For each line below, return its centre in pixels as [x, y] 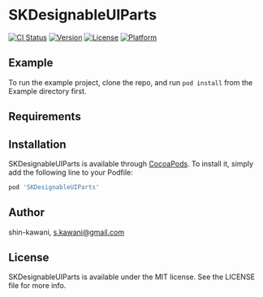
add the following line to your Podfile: [71, 172]
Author [26, 213]
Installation [37, 144]
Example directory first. [47, 91]
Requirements [45, 116]
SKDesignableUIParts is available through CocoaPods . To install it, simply [131, 163]
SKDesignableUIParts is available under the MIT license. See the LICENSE [132, 277]
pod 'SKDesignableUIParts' [54, 187]
